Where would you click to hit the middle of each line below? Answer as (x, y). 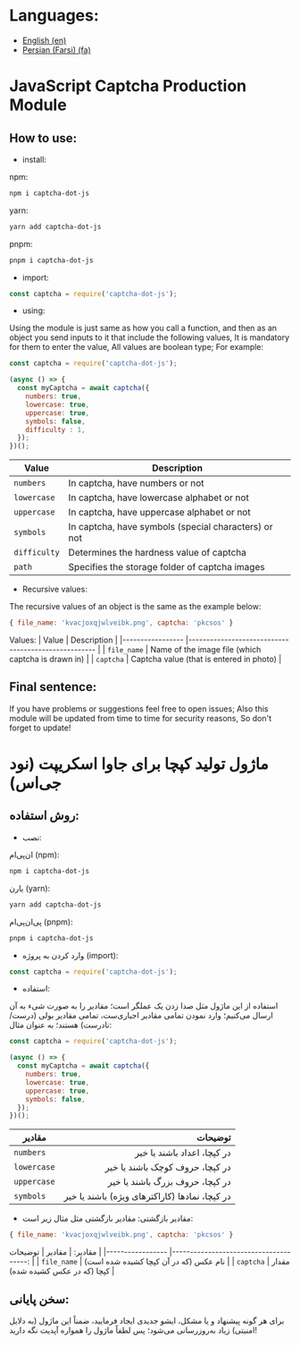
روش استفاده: (45, 816)
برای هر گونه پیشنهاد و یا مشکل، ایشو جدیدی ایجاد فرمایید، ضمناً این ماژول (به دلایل (147, 1320)
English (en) (44, 40)
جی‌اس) (36, 783)
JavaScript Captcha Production (128, 86)
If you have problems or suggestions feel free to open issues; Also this (139, 709)
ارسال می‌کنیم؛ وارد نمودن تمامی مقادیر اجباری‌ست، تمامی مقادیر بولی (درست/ (142, 1016)
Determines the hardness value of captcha (158, 553)
